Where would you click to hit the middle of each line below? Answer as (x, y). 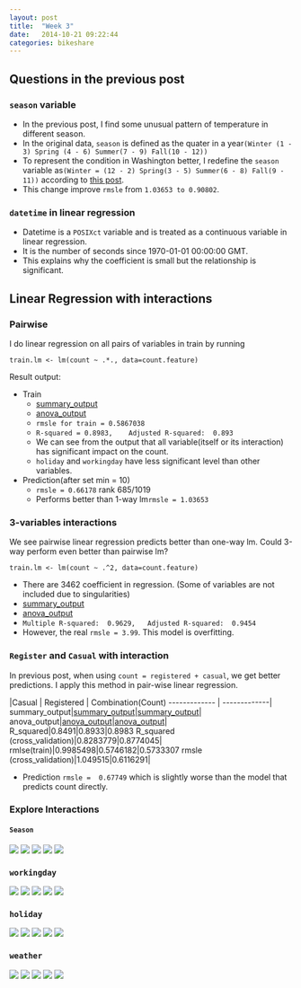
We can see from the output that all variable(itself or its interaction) (160, 442)
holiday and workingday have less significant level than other (148, 461)
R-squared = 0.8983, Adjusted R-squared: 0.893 (134, 433)
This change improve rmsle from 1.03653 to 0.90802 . (121, 189)
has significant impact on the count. (102, 451)
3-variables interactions (63, 522)
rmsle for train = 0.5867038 (90, 423)
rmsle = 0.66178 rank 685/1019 (93, 490)
